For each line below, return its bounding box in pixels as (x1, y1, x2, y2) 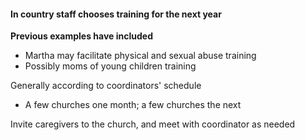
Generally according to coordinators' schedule (10, 80, 202, 92)
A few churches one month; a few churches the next (24, 99, 242, 111)
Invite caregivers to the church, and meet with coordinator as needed (10, 118, 296, 130)
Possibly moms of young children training (24, 60, 197, 72)
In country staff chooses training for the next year (10, 8, 222, 20)
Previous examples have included (10, 30, 153, 42)
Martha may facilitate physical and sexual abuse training (24, 50, 257, 62)
